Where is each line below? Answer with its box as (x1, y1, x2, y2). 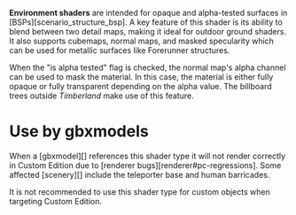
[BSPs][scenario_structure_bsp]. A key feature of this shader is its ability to (9, 17, 284, 27)
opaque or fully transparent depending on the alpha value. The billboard (9, 81, 272, 91)
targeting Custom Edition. (9, 196, 103, 206)
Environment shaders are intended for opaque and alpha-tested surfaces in (9, 8, 288, 18)
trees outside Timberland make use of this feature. (9, 90, 194, 101)
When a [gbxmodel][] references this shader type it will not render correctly (9, 150, 286, 161)
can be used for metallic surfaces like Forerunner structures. (9, 45, 230, 56)
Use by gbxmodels (9, 121, 149, 142)
